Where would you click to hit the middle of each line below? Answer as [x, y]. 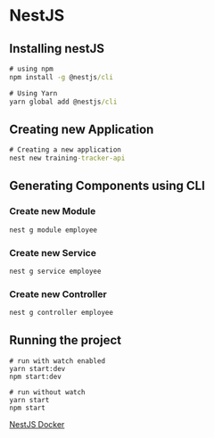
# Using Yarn [33, 93]
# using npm [31, 69]
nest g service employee [55, 271]
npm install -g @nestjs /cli [62, 77]
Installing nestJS [57, 49]
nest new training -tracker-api [67, 158]
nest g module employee [53, 230]
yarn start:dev [37, 368]
